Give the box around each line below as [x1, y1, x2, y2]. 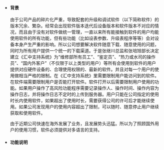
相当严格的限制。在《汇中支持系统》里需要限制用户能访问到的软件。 [18, 73, 159, 79]
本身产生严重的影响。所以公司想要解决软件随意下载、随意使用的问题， [14, 41, 159, 47]
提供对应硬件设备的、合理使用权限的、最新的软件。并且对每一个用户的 [9, 66, 155, 72]
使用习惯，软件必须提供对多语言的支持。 [18, 127, 102, 133]
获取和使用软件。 [9, 110, 45, 116]
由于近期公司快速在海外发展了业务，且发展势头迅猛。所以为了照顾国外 [9, 121, 155, 127]
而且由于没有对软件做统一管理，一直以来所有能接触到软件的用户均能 [18, 29, 159, 35]
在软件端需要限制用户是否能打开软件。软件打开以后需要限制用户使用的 [9, 79, 155, 85]
